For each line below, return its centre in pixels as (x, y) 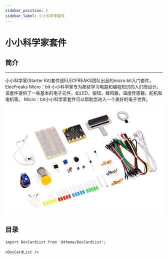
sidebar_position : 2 (27, 10)
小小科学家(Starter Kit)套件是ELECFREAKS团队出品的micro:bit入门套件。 (79, 80)
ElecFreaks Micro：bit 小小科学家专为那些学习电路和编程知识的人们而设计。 (83, 86)
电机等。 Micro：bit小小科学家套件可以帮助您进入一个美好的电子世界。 (78, 99)
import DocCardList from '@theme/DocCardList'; (56, 242)
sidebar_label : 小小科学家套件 (35, 16)
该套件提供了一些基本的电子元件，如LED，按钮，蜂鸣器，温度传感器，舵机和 (84, 93)
